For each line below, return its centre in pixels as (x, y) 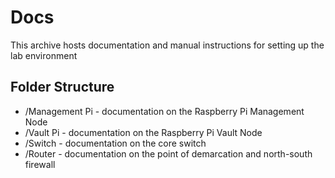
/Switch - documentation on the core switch (115, 143)
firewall (40, 164)
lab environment (44, 55)
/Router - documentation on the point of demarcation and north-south (168, 153)
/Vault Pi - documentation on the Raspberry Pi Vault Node (143, 132)
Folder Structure (62, 87)
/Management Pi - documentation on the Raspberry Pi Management (164, 111)
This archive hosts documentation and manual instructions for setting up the (167, 45)
